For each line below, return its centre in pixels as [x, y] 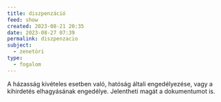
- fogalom [27, 64]
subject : [20, 45]
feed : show [23, 20]
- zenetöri [29, 52]
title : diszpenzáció [37, 13]
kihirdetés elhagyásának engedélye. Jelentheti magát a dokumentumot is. [111, 91]
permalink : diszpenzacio [43, 39]
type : [15, 58]
